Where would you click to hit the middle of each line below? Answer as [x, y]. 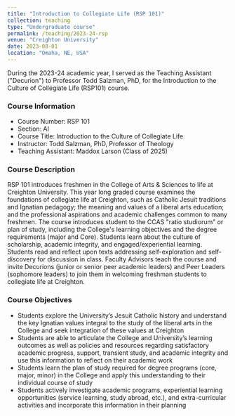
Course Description [41, 169]
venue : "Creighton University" [53, 40]
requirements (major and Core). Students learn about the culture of [104, 237]
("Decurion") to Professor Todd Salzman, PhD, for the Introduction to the [112, 80]
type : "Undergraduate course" [52, 27]
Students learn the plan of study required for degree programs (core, [117, 368]
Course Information [41, 106]
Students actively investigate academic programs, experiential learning [120, 390]
